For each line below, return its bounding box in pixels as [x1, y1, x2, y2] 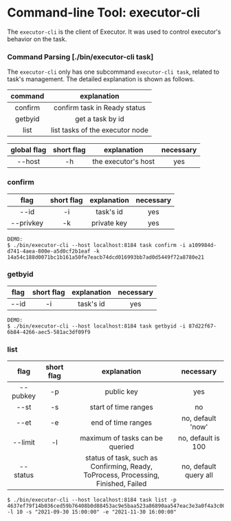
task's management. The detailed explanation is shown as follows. [7, 75, 195, 83]
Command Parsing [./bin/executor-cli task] [7, 52, 154, 61]
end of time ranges [91, 418, 153, 427]
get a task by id [74, 114, 125, 124]
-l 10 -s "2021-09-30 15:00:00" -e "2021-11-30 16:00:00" [7, 509, 177, 515]
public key [104, 387, 139, 396]
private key [91, 218, 128, 228]
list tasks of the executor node [50, 125, 149, 135]
